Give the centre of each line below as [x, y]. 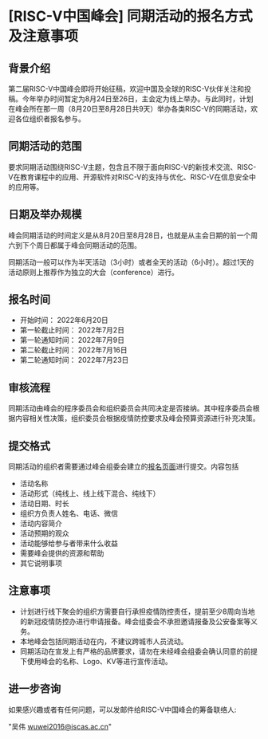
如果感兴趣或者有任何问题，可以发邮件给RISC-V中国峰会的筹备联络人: [122, 710]
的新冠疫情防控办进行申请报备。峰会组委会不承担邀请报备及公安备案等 [135, 621]
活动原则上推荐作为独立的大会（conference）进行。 [94, 272]
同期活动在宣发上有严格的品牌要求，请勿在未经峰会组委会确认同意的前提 [138, 651]
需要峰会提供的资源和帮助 [62, 553]
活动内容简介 [41, 524]
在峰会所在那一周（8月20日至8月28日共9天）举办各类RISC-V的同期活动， [130, 109]
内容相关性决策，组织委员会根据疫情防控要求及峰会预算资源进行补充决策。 [137, 419]
